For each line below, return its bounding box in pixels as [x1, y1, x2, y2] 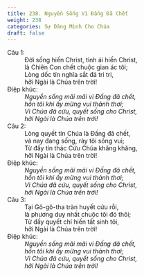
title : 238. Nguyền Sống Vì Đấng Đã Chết [7, 10, 129, 17]
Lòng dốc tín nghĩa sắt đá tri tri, [24, 71, 114, 79]
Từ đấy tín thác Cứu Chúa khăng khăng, [24, 144, 138, 152]
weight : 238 [7, 17, 42, 24]
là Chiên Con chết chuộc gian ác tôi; [24, 63, 128, 71]
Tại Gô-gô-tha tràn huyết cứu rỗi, [24, 203, 119, 211]
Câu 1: [7, 48, 26, 57]
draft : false [7, 29, 45, 37]
